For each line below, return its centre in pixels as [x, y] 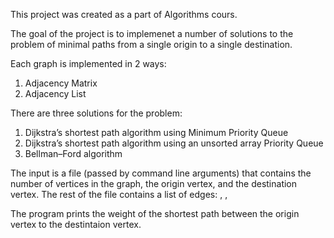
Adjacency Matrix [61, 83]
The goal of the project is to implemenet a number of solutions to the [152, 33]
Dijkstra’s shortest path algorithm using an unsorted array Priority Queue [174, 143]
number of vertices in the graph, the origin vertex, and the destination [154, 183]
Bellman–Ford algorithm [73, 153]
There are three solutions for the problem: [96, 113]
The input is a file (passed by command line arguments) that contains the [161, 173]
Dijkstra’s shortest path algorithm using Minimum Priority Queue [156, 132]
